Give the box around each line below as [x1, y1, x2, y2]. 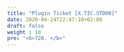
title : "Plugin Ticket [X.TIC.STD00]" [7, 9, 118, 17]
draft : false [7, 22, 45, 29]
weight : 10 [7, 28, 41, 36]
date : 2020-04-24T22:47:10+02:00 [7, 16, 103, 23]
